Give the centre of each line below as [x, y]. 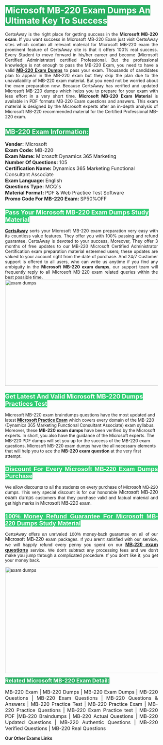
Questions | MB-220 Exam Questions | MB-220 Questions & [81, 698]
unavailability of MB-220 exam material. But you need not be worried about [81, 81]
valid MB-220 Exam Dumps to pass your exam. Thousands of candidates [81, 70]
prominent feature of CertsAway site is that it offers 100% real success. [81, 50]
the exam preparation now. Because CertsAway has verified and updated [81, 85]
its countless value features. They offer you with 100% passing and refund [81, 236]
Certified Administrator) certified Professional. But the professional [81, 60]
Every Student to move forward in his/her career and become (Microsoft [81, 55]
